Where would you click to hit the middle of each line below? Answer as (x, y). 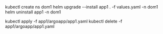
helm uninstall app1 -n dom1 (33, 12)
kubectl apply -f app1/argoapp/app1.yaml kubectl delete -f (64, 21)
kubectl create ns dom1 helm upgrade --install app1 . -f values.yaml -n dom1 (81, 7)
